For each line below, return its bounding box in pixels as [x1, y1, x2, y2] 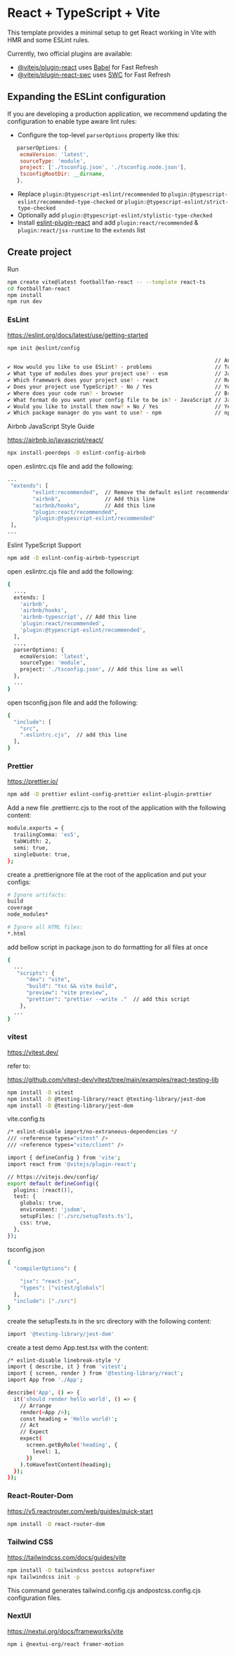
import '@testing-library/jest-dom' [7, 1330, 114, 1338]
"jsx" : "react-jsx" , [20, 1278, 80, 1285]
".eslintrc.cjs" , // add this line [20, 731, 128, 738]
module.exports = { [7, 825, 65, 832]
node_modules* [7, 911, 49, 918]
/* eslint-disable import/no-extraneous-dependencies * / [7, 1128, 178, 1135]
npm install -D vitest [7, 1089, 74, 1096]
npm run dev [7, 298, 42, 306]
